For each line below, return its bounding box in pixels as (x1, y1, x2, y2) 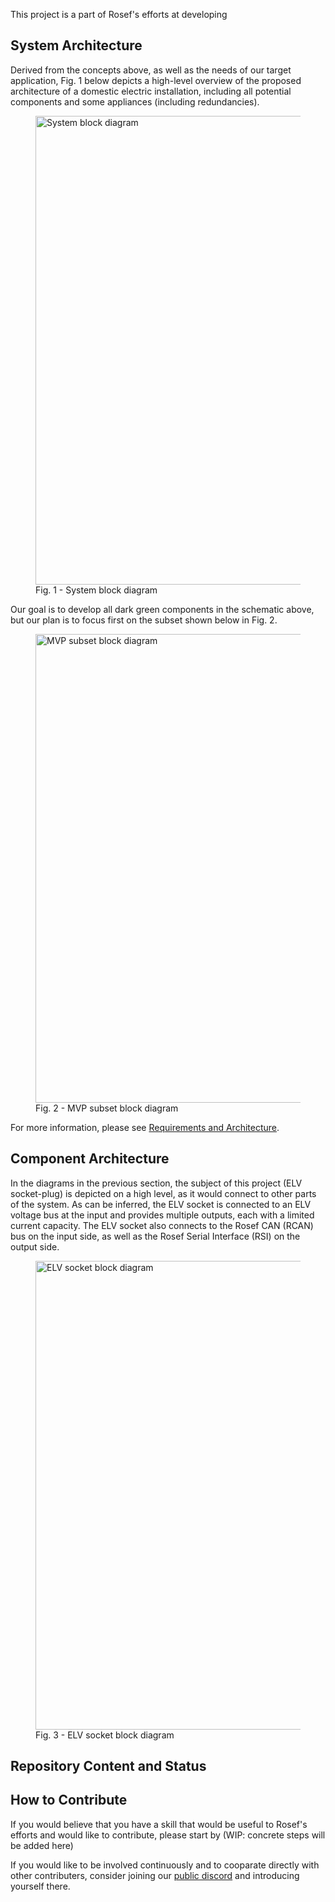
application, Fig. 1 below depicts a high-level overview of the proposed (10, 74, 302, 86)
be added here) (10, 1839, 74, 1851)
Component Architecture (10, 1150, 170, 1168)
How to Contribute (10, 1792, 128, 1809)
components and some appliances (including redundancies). (10, 95, 260, 108)
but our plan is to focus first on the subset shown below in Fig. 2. (10, 614, 278, 626)
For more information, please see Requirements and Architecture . (10, 1121, 280, 1133)
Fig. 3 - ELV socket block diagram (35, 1729, 175, 1741)
